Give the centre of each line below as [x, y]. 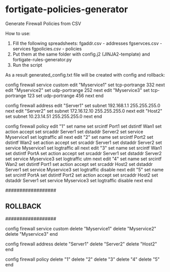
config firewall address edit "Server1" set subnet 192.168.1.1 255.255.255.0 [83, 105]
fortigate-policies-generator [67, 9]
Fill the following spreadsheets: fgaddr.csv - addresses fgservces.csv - [87, 43]
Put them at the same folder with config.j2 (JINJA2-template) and [81, 54]
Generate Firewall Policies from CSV [43, 23]
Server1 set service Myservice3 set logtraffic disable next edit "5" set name [84, 169]
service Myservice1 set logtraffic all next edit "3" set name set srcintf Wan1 [83, 148]
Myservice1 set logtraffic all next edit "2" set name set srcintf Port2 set [79, 137]
